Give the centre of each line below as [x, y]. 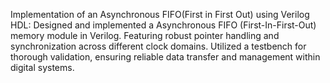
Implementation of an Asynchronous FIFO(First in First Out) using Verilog [160, 14]
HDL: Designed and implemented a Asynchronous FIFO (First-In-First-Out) [163, 25]
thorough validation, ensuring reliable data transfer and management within [165, 57]
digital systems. [42, 67]
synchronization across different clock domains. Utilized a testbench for [158, 46]
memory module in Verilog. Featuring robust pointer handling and [145, 35]
